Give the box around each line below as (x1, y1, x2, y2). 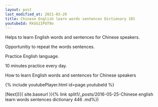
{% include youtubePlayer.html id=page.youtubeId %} (5, 82, 115, 88)
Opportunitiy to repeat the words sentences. (5, 44, 95, 50)
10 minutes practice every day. (5, 63, 67, 69)
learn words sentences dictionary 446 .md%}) (5, 97, 99, 103)
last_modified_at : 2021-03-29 (5, 12, 67, 17)
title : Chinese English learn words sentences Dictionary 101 (5, 16, 135, 21)
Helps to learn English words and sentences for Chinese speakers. (5, 34, 140, 40)
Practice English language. (5, 53, 59, 59)
